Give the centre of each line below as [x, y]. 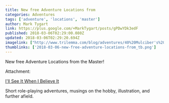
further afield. [19, 96]
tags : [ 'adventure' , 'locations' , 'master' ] [53, 19]
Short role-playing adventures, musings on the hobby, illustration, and [77, 90]
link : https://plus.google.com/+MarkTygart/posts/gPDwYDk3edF [72, 29]
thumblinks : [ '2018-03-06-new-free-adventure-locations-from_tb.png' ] [81, 47]
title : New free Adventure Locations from [50, 10]
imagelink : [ [19, 43]
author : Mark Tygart [27, 24]
